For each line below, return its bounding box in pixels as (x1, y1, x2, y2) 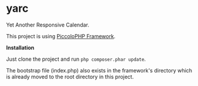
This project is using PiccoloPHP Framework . (6, 32, 116, 39)
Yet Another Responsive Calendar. (6, 21, 90, 28)
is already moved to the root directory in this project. (6, 73, 134, 80)
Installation (6, 44, 34, 51)
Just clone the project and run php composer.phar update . (6, 55, 146, 62)
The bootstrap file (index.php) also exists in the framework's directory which (6, 67, 193, 74)
